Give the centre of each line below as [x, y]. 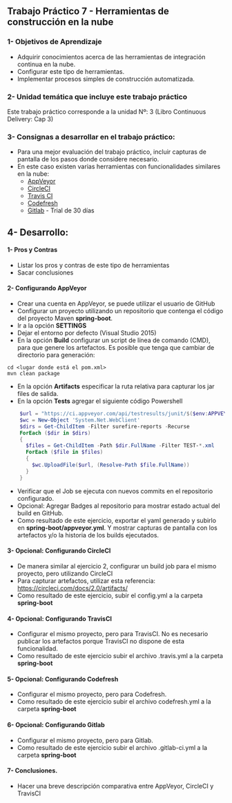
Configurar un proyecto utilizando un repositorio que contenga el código [120, 311]
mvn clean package [33, 374]
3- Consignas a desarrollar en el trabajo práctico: [91, 137]
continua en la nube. [46, 64]
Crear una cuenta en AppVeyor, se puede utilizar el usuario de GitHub [116, 304]
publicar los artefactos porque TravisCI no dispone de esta [100, 642]
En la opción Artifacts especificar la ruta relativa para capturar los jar [116, 386]
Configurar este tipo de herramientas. [71, 71]
